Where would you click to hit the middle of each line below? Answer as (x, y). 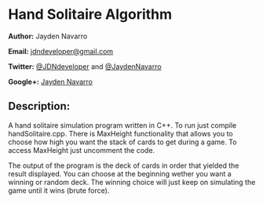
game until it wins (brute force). (59, 190)
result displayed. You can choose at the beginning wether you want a (120, 173)
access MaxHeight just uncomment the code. (82, 150)
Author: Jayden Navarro (48, 36)
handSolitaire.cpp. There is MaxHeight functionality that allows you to (121, 133)
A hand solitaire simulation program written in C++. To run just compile (122, 125)
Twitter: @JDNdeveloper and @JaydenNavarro (85, 66)
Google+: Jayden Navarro (50, 82)
